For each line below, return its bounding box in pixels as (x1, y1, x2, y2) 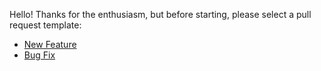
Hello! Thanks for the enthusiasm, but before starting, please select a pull (9, 9, 312, 20)
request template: (9, 19, 82, 31)
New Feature (23, 39, 77, 50)
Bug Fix (23, 49, 56, 61)
